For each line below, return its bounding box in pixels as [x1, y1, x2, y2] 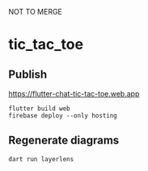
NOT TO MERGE [8, 7, 63, 16]
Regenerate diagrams [8, 134, 120, 147]
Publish [8, 67, 48, 81]
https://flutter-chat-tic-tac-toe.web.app [8, 89, 140, 98]
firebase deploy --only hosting [8, 112, 117, 120]
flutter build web [8, 105, 70, 113]
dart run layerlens [8, 155, 74, 163]
